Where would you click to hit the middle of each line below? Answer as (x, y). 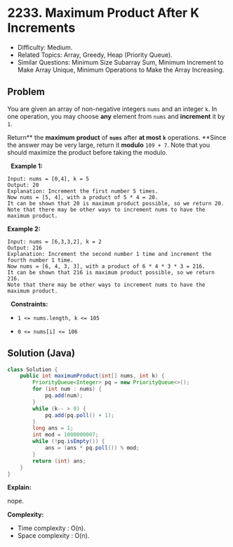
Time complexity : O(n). (51, 528)
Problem (26, 92)
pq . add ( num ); (64, 396)
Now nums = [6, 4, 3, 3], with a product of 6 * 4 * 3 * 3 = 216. (106, 266)
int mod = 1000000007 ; (66, 435)
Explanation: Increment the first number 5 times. (83, 191)
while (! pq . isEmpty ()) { (69, 442)
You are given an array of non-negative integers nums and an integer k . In (112, 109)
